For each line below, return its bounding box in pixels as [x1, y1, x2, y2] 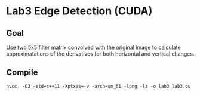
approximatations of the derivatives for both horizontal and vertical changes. [6, 50, 195, 57]
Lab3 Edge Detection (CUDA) [6, 4, 153, 18]
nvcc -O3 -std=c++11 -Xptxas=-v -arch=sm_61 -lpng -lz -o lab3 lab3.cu [6, 83, 191, 89]
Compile [6, 68, 38, 78]
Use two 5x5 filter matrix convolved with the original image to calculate [6, 44, 181, 51]
